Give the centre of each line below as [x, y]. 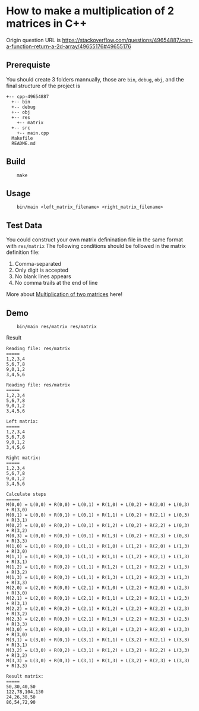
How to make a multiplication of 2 [90, 11]
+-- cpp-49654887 [28, 96]
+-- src [21, 128]
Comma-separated [38, 264]
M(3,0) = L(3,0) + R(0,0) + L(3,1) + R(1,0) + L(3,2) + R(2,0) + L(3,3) [98, 630]
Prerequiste [28, 65]
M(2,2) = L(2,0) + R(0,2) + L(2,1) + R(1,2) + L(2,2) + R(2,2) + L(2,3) [98, 609]
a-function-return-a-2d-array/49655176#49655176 [69, 46]
